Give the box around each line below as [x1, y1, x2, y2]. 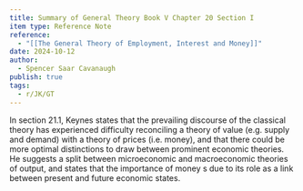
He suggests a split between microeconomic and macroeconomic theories [9, 153, 288, 164]
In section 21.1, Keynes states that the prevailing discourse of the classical [9, 115, 287, 126]
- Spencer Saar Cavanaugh [17, 65, 116, 74]
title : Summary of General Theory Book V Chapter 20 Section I [9, 13, 255, 23]
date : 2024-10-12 [9, 47, 76, 56]
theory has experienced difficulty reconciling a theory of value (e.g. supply [9, 124, 290, 135]
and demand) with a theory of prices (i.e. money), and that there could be [9, 134, 285, 145]
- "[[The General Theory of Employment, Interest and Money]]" [17, 38, 262, 48]
